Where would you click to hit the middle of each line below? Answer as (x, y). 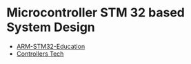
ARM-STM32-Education (51, 46)
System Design (51, 27)
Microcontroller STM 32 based (96, 13)
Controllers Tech (40, 54)
